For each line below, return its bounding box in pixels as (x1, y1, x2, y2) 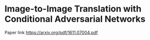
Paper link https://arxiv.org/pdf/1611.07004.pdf (4, 29, 98, 35)
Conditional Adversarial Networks (4, 13, 146, 25)
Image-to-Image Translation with (4, 3, 142, 14)
